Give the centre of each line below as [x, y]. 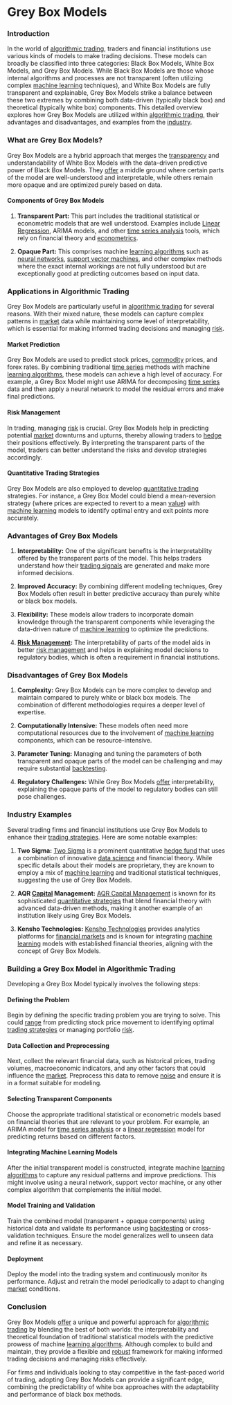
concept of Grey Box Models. [59, 951]
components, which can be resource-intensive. [84, 741]
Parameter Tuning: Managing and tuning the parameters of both [109, 754]
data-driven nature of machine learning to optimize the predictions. [113, 629]
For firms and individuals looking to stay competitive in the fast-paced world [116, 1372]
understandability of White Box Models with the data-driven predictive [107, 163]
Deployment [25, 1259]
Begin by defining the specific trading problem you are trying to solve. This [114, 1015]
